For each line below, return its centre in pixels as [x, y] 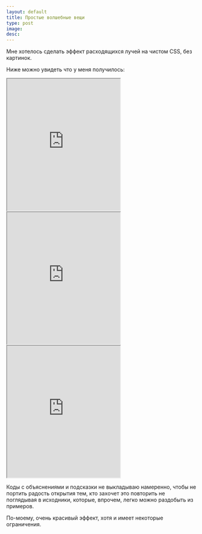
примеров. [20, 506]
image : [14, 29]
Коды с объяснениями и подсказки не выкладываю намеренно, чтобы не [101, 487]
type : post [20, 23]
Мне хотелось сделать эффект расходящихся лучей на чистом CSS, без [99, 51]
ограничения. [24, 524]
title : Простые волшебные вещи [46, 17]
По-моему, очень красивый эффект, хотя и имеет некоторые [85, 518]
